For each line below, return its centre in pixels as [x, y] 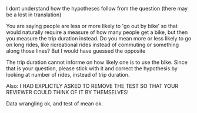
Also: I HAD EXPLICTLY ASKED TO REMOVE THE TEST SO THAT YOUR [92, 86]
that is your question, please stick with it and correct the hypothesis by [92, 69]
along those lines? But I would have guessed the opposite [76, 51]
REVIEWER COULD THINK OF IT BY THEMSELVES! [68, 92]
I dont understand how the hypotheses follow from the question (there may [97, 8]
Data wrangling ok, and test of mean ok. [54, 104]
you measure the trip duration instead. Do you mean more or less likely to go [99, 38]
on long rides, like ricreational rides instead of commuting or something [93, 44]
